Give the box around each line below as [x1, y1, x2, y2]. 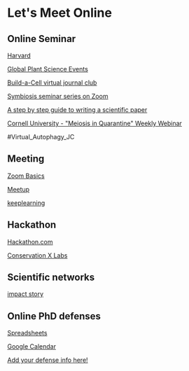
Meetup [7, 185, 30, 193]
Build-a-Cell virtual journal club [7, 78, 97, 87]
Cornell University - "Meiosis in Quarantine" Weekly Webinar [7, 119, 182, 127]
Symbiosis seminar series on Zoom [7, 92, 108, 100]
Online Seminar [7, 33, 76, 45]
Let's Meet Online [7, 5, 112, 21]
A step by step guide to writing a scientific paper [7, 106, 148, 113]
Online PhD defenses [7, 310, 101, 322]
